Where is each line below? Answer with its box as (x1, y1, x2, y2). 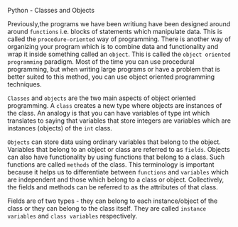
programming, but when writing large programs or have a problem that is (7, 65, 220, 73)
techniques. (7, 80, 42, 88)
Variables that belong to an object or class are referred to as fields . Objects (7, 145, 230, 153)
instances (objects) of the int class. (7, 124, 112, 132)
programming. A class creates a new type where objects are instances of (7, 101, 222, 109)
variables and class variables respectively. (7, 212, 138, 220)
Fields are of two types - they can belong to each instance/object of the (7, 196, 218, 205)
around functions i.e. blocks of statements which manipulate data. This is (7, 28, 222, 35)
